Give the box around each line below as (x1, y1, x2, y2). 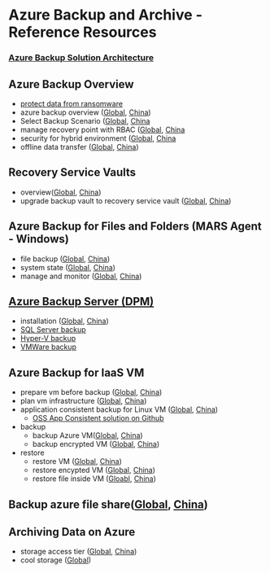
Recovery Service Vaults (8, 165, 137, 180)
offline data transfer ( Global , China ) (20, 142, 139, 151)
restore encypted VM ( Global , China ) (32, 466, 156, 475)
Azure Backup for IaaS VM (8, 365, 145, 379)
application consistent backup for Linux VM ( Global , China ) (20, 405, 218, 414)
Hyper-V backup (20, 334, 76, 343)
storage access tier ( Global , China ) (20, 547, 137, 557)
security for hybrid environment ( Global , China (20, 133, 176, 143)
